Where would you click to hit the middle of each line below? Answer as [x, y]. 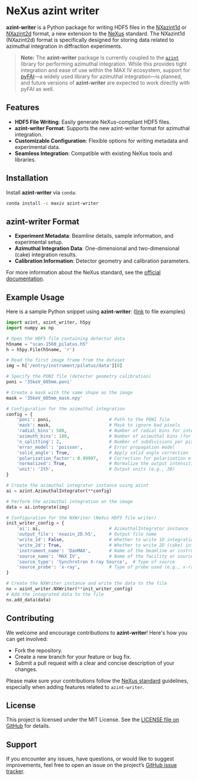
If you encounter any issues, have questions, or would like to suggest [90, 759]
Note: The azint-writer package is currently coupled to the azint [100, 57]
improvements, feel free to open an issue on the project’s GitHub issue [92, 765]
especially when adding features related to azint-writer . [75, 687]
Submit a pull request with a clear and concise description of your [95, 663]
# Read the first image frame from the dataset [66, 360]
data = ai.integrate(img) [38, 507]
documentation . [25, 279]
